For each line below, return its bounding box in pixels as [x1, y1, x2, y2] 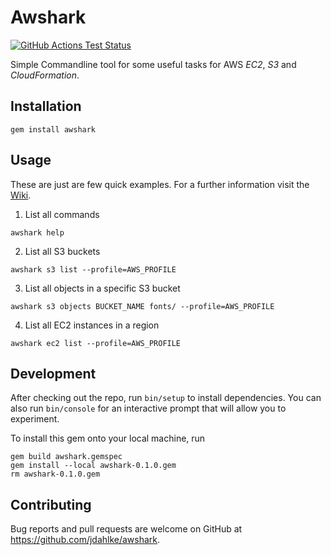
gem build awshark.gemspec [10, 452, 123, 462]
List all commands [24, 208, 100, 220]
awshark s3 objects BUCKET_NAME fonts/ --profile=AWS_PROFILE [10, 301, 275, 311]
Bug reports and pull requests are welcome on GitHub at [10, 523, 243, 535]
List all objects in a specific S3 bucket [24, 282, 181, 294]
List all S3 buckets [24, 245, 101, 257]
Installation [10, 98, 82, 115]
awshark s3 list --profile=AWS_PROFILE [10, 264, 177, 275]
